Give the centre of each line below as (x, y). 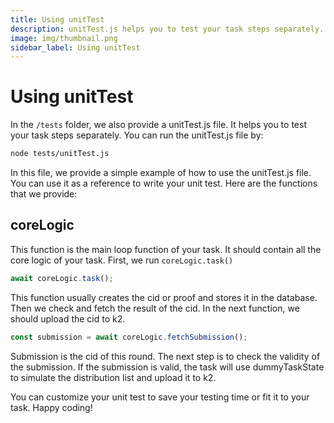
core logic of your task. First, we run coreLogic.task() (122, 260)
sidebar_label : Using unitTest (75, 47)
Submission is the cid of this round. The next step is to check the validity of (165, 356)
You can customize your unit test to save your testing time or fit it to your (160, 397)
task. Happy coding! (51, 407)
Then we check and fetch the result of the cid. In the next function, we (155, 308)
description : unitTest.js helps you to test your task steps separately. (167, 29)
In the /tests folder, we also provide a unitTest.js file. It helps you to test (158, 125)
